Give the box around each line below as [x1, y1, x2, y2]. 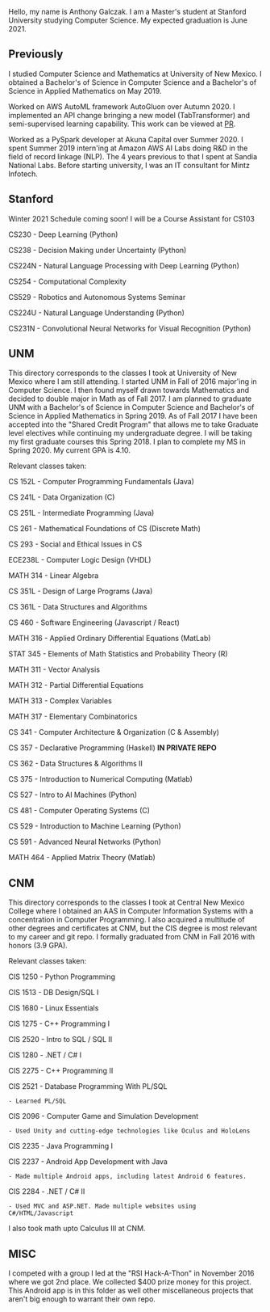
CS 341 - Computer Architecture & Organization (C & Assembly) [8, 728, 220, 737]
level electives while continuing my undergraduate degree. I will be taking [8, 428, 252, 438]
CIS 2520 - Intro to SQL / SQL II [8, 1035, 113, 1044]
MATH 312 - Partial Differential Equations [8, 681, 143, 690]
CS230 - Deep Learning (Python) [8, 230, 118, 239]
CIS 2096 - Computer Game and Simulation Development [8, 1112, 199, 1121]
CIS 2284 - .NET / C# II [8, 1187, 85, 1196]
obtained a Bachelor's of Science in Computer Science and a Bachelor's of [8, 77, 257, 87]
